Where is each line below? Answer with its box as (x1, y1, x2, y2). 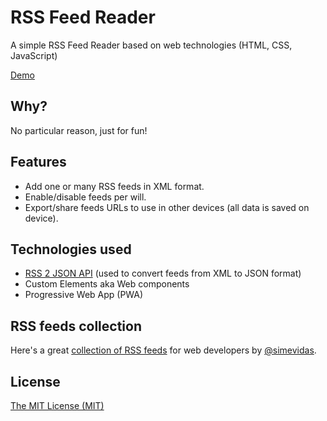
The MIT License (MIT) (10, 400, 105, 411)
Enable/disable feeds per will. (24, 191, 147, 203)
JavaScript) (10, 49, 58, 61)
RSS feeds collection (10, 317, 142, 335)
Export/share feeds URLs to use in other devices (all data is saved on (24, 201, 310, 213)
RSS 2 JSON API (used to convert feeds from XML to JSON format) (24, 267, 302, 280)
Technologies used (10, 241, 132, 258)
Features (10, 154, 67, 171)
